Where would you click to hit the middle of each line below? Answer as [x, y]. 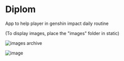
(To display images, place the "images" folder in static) [63, 33]
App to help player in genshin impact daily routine [57, 23]
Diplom [20, 9]
